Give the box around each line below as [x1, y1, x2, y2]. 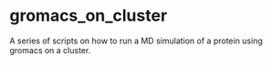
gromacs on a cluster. [9, 44, 91, 55]
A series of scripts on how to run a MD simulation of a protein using [9, 35, 263, 46]
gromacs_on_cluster [9, 5, 168, 26]
